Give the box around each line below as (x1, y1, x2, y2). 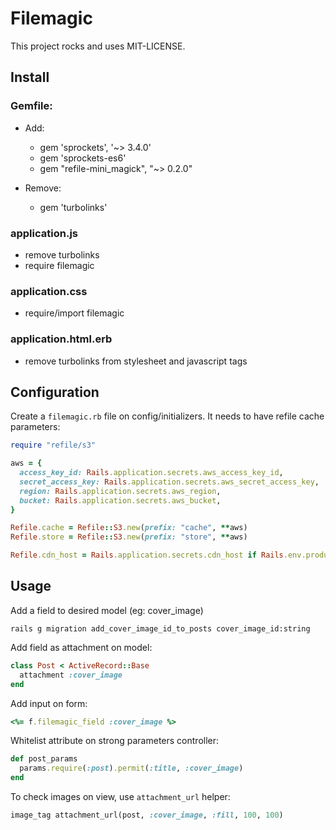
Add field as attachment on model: (10, 641, 153, 653)
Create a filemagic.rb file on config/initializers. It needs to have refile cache (10, 410, 325, 422)
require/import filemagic (24, 307, 125, 319)
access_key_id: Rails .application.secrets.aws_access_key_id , (19, 468, 284, 478)
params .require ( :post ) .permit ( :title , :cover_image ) (19, 763, 244, 774)
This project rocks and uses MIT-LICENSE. (10, 40, 186, 52)
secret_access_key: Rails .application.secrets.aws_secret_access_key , (19, 477, 320, 487)
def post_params (10, 754, 78, 764)
